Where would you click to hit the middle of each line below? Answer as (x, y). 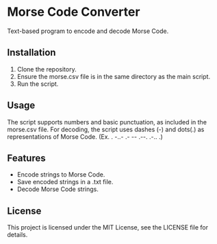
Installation (31, 53)
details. (17, 235)
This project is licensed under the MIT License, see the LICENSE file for (108, 228)
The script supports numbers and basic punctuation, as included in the (107, 122)
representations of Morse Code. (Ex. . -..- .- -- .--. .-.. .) (85, 136)
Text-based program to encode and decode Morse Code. (88, 31)
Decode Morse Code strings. (58, 189)
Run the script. (38, 84)
